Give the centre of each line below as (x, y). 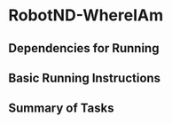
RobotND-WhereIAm (86, 15)
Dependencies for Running (84, 48)
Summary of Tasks (61, 108)
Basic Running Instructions (85, 77)
